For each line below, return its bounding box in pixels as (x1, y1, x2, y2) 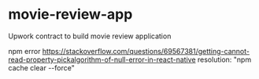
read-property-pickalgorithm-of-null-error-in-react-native (8, 55, 196, 64)
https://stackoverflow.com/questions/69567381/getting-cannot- (42, 46, 250, 56)
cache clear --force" (8, 63, 75, 72)
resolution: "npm (197, 55, 252, 64)
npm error (8, 46, 41, 56)
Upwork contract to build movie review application (8, 31, 172, 41)
